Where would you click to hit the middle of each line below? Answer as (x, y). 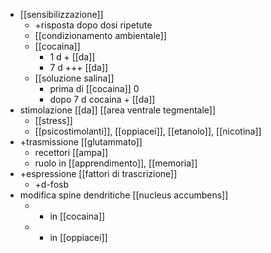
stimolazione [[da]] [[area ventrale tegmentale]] (118, 110)
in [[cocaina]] (77, 216)
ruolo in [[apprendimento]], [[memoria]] (116, 163)
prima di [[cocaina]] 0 (94, 88)
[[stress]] (53, 120)
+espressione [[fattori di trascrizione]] (98, 173)
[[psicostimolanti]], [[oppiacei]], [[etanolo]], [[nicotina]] (148, 131)
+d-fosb (51, 184)
